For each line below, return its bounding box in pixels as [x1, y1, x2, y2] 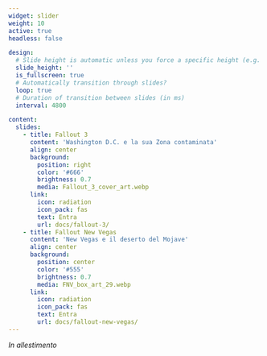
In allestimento [8, 340, 58, 350]
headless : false [8, 34, 63, 43]
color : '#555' [37, 265, 84, 274]
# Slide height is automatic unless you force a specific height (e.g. [15, 56, 261, 64]
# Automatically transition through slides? [15, 78, 167, 87]
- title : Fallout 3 [23, 130, 88, 139]
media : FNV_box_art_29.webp [37, 280, 131, 288]
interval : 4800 [15, 101, 67, 110]
